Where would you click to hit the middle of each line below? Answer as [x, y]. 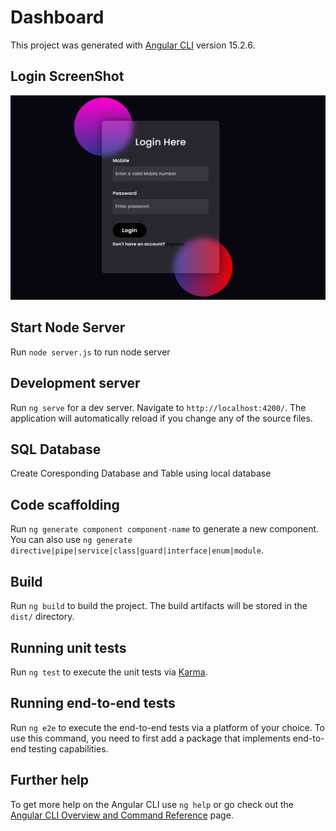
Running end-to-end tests [93, 703]
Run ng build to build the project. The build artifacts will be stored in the [159, 606]
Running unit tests [68, 647]
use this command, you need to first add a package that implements [150, 738]
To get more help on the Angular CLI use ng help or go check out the [152, 804]
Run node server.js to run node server [90, 352]
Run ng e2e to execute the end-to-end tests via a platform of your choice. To [168, 727]
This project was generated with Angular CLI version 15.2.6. [133, 45]
